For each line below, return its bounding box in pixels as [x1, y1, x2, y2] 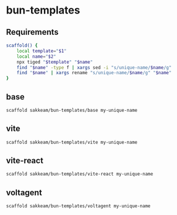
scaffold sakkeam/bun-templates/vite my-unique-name [6, 139, 138, 145]
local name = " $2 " [16, 54, 57, 59]
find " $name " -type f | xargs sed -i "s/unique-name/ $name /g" [16, 64, 172, 71]
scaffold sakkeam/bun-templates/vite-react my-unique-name [6, 171, 154, 177]
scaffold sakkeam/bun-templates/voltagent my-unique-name [6, 203, 151, 209]
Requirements [6, 27, 59, 37]
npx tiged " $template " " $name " [16, 59, 93, 65]
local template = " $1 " [16, 48, 67, 54]
